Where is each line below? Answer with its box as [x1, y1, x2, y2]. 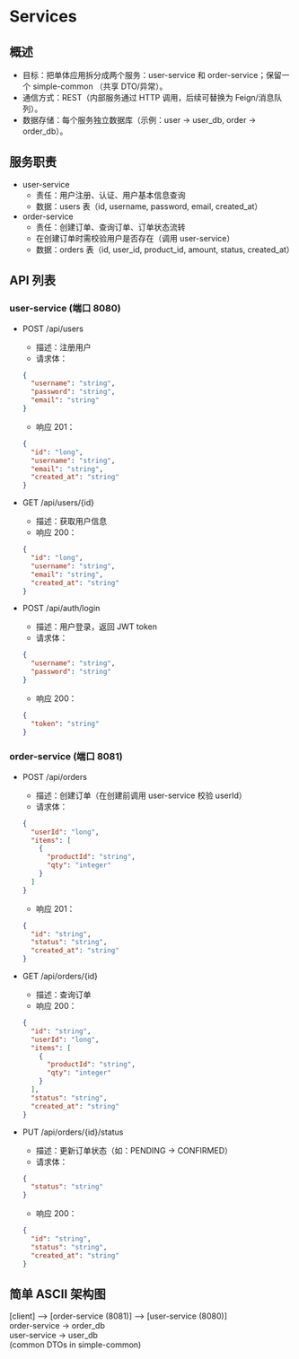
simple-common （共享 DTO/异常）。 [32, 81, 168, 92]
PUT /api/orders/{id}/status [22, 1127, 124, 1137]
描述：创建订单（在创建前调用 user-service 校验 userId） [35, 790, 247, 801]
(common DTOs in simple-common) [9, 1339, 142, 1350]
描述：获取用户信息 [35, 516, 108, 527]
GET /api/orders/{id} [22, 971, 99, 982]
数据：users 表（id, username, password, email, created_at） [35, 200, 263, 212]
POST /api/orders [22, 771, 88, 782]
